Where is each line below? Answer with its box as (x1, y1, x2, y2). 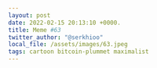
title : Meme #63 (8, 26, 61, 34)
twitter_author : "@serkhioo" (8, 33, 104, 41)
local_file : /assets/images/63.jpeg (8, 41, 128, 48)
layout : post (8, 11, 51, 20)
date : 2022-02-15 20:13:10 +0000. (8, 19, 122, 27)
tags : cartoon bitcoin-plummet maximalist (8, 48, 149, 55)
